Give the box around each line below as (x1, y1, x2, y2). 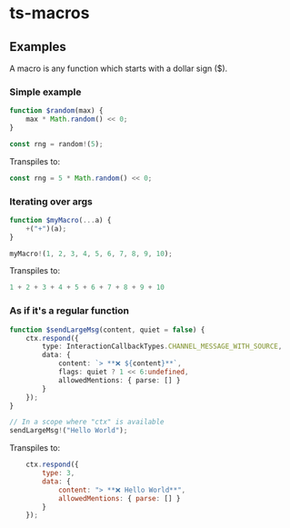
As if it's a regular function (9, 304, 130, 317)
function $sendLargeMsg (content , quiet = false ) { (9, 325, 205, 334)
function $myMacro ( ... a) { (9, 215, 112, 224)
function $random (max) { (9, 106, 104, 115)
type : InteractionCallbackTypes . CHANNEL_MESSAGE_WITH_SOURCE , (42, 342, 283, 352)
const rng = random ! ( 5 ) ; (9, 139, 104, 148)
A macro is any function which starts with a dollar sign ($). (9, 63, 228, 74)
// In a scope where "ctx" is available (9, 417, 165, 427)
